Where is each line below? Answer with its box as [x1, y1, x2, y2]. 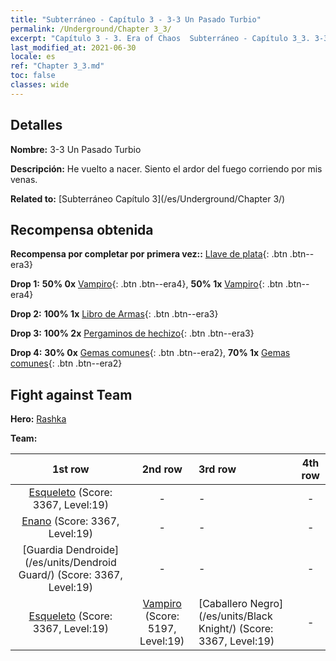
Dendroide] [65, 543, 120, 557]
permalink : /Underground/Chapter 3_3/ [10, 24, 172, 34]
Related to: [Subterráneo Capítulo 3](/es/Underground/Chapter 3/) [10, 192, 286, 205]
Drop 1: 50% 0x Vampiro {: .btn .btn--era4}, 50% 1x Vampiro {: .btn [10, 278, 284, 290]
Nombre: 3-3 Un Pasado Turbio [10, 143, 142, 155]
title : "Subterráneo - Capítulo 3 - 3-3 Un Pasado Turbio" [10, 14, 262, 25]
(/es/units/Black [198, 609, 273, 623]
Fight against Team [10, 386, 133, 403]
